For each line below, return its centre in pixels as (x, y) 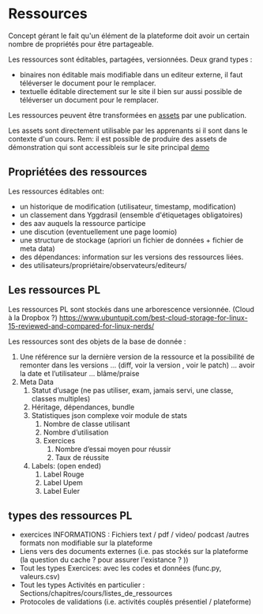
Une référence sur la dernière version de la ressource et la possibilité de (137, 356)
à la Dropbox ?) (33, 318)
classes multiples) (61, 398)
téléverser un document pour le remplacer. (89, 100)
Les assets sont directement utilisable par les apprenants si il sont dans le (128, 130)
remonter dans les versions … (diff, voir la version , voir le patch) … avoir (137, 365)
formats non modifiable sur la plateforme (86, 543)
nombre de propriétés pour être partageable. (81, 43)
